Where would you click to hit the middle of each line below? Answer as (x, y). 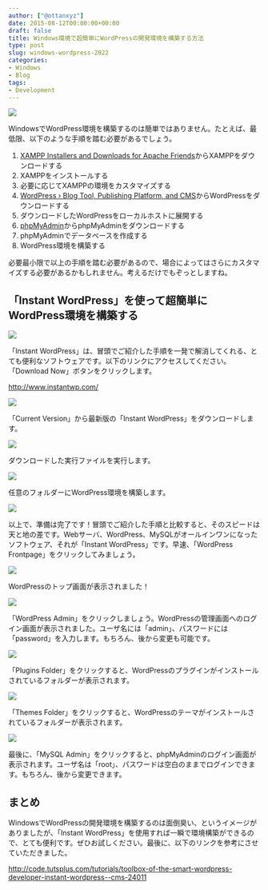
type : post (26, 46)
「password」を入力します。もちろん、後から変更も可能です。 (111, 639)
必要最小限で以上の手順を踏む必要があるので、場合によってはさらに (120, 263)
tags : (17, 82)
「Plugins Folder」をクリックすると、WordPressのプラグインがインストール (134, 670)
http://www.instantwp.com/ (53, 387)
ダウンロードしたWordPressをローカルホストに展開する (112, 216)
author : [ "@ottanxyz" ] (46, 16)
